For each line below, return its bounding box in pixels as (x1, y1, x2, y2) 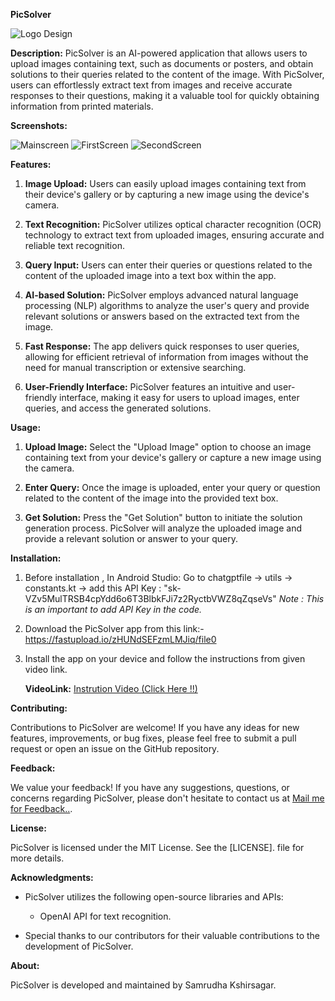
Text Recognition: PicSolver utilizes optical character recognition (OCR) (24, 219, 322, 230)
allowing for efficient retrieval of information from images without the (24, 351, 309, 363)
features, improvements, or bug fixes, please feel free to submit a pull (10, 732, 297, 744)
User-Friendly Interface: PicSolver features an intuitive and (24, 381, 272, 393)
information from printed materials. (10, 100, 154, 112)
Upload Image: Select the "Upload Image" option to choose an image (24, 441, 312, 453)
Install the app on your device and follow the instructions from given (24, 653, 306, 664)
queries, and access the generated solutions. (24, 402, 212, 414)
